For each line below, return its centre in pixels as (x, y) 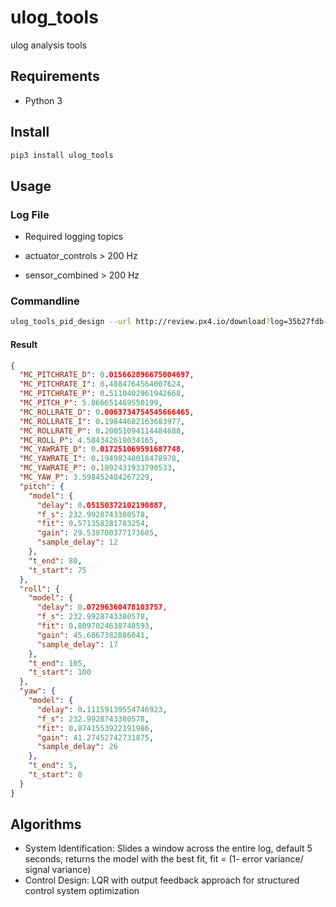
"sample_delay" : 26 (77, 747)
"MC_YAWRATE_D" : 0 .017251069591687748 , (102, 449)
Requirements (55, 76)
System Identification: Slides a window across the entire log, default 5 (168, 848)
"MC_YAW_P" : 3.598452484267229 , (87, 477)
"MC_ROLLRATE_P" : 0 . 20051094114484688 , (102, 431)
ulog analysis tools (49, 45)
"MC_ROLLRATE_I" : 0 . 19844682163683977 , (102, 421)
